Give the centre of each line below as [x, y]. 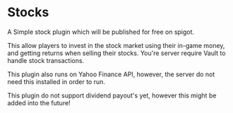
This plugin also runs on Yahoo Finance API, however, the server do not [111, 74]
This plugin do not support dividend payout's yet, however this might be [112, 95]
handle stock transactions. [46, 60]
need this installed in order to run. [56, 81]
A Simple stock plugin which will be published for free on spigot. [101, 32]
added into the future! [39, 102]
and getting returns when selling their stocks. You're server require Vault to [116, 53]
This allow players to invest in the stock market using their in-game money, [116, 45]
